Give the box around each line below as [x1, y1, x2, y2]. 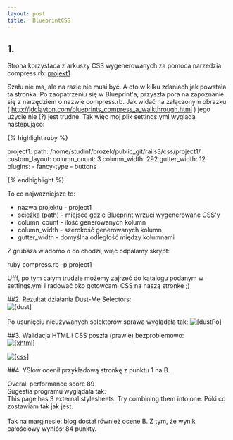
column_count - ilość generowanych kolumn [17, 218, 146, 227]
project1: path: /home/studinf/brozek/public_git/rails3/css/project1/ [7, 147, 201, 156]
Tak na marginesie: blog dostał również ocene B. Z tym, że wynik [7, 417, 196, 426]
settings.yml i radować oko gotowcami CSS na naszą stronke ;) [7, 282, 190, 290]
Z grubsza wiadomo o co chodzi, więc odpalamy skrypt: [7, 247, 170, 256]
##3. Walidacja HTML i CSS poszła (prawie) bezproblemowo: [7, 332, 184, 340]
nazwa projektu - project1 [17, 203, 92, 212]
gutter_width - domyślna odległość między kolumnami [17, 233, 175, 241]
